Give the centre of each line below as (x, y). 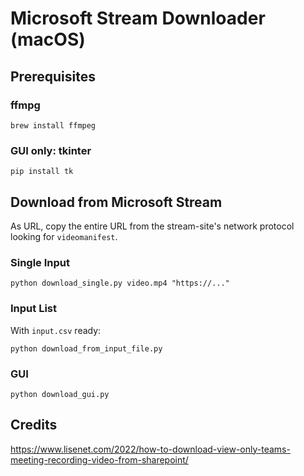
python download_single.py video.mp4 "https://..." (120, 283)
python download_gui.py (60, 394)
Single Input (40, 262)
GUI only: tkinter (51, 150)
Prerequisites (53, 76)
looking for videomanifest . (64, 236)
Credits (34, 425)
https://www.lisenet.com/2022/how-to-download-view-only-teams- (150, 449)
